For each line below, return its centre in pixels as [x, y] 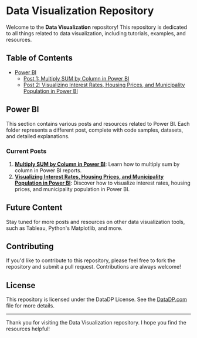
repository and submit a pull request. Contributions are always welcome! [94, 267]
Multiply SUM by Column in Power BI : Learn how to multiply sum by [97, 164]
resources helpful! [28, 329]
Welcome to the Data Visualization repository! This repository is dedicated [97, 27]
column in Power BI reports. [48, 170]
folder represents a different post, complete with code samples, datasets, [95, 130]
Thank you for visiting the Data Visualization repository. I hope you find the [96, 323]
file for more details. [30, 306]
